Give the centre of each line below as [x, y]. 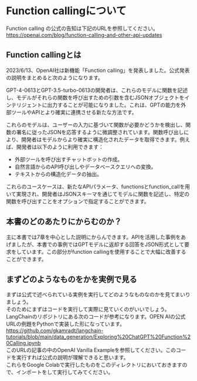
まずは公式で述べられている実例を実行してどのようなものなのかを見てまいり [98, 294]
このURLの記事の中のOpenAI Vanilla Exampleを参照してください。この [91, 350]
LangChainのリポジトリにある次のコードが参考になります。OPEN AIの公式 [96, 317]
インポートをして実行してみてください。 [65, 372]
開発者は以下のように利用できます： [60, 147]
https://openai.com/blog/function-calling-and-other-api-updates [84, 35]
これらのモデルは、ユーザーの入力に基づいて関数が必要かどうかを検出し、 [96, 125]
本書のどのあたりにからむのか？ [64, 222]
